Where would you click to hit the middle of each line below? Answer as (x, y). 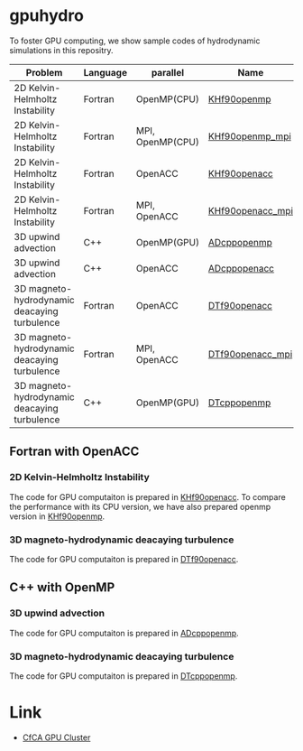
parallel (168, 72)
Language (106, 72)
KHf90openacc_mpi (251, 210)
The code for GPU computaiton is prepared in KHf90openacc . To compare (147, 496)
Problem (44, 72)
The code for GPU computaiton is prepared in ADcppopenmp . (124, 633)
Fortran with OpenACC (74, 452)
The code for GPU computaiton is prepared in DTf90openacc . (124, 559)
